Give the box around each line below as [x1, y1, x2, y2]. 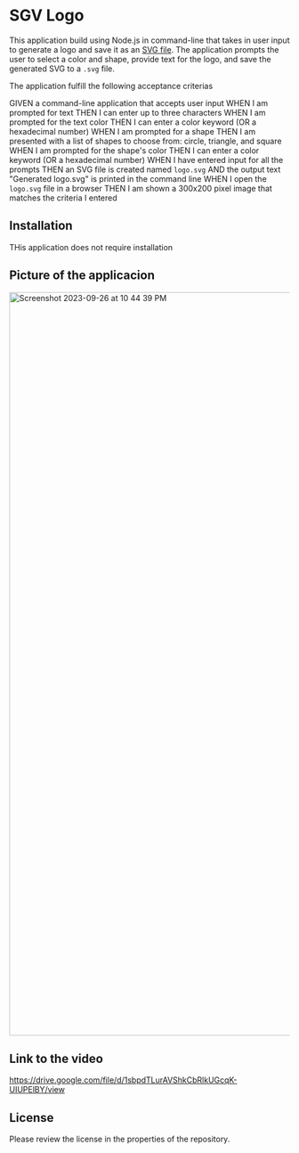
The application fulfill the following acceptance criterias [9, 80, 214, 91]
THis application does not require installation [9, 241, 174, 252]
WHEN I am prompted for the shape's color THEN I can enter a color [9, 144, 260, 156]
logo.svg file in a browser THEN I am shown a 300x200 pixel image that [9, 183, 273, 193]
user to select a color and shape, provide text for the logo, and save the [9, 53, 271, 64]
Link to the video [9, 1051, 104, 1066]
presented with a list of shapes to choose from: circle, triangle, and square [9, 135, 282, 146]
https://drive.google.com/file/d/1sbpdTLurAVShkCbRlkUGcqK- [9, 1075, 238, 1085]
